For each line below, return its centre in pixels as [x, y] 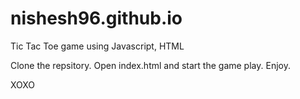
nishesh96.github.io [96, 18]
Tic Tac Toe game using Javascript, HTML [97, 46]
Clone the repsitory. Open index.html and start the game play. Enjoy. [150, 65]
